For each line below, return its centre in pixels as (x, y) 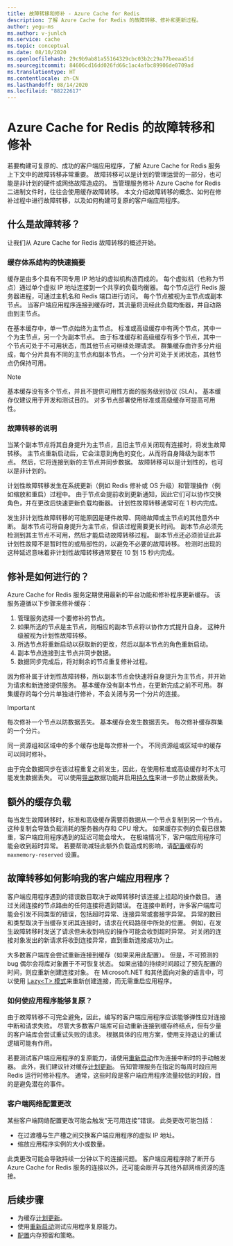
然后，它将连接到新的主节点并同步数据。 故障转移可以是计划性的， (116, 462)
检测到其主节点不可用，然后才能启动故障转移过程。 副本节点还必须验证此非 (114, 535)
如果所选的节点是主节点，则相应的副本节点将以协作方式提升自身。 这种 (118, 627)
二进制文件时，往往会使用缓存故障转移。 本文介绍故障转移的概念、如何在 (111, 192)
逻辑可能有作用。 (32, 1043)
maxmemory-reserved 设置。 (45, 855)
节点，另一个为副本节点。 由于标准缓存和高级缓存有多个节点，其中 (120, 337)
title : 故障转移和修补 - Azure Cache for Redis (74, 14)
